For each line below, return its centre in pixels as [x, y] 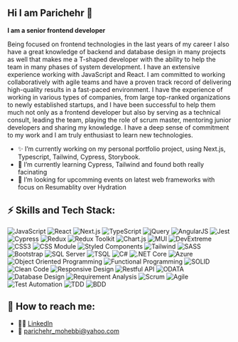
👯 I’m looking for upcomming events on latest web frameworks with [116, 180]
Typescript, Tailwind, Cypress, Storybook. [79, 157]
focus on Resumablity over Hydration [72, 187]
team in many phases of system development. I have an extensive [104, 67]
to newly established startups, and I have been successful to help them [112, 105]
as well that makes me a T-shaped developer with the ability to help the [112, 59]
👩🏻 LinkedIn [35, 323]
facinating [32, 172]
